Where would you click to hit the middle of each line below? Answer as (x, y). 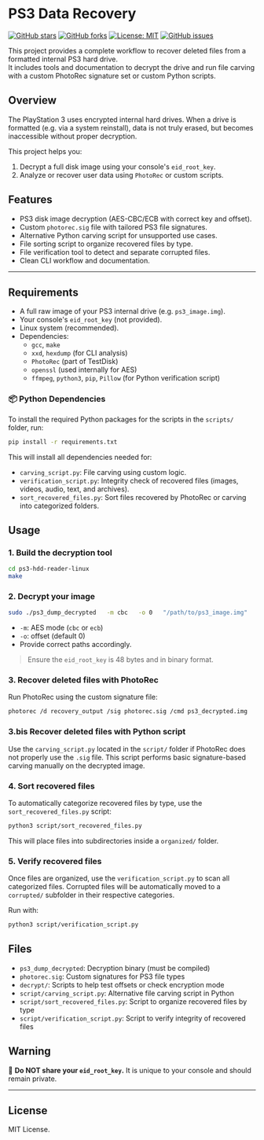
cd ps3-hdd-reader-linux (49, 569)
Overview (33, 100)
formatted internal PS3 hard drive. (63, 59)
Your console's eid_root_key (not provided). (91, 320)
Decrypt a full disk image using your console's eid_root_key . (117, 167)
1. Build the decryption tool (60, 553)
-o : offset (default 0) (52, 636)
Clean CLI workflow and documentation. (85, 260)
